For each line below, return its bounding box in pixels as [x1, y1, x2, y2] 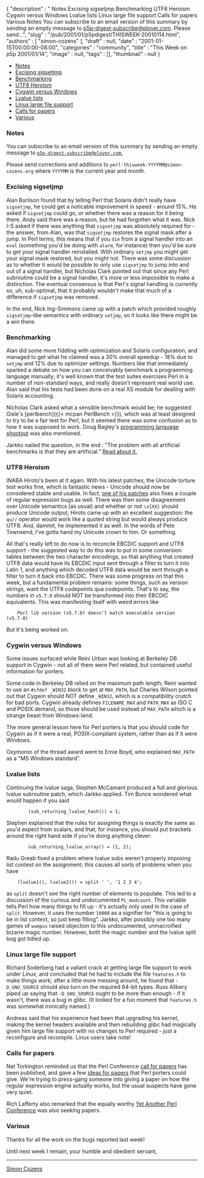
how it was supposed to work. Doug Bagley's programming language [6, 423, 179, 430]
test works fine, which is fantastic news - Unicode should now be [6, 483, 170, 491]
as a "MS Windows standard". [6, 755, 81, 762]
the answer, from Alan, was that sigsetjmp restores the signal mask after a [6, 228, 192, 236]
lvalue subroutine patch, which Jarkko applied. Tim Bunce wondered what [6, 790, 192, 798]
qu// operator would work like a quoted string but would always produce [6, 516, 188, 523]
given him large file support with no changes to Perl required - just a [6, 1027, 177, 1035]
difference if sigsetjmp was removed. [6, 293, 100, 300]
